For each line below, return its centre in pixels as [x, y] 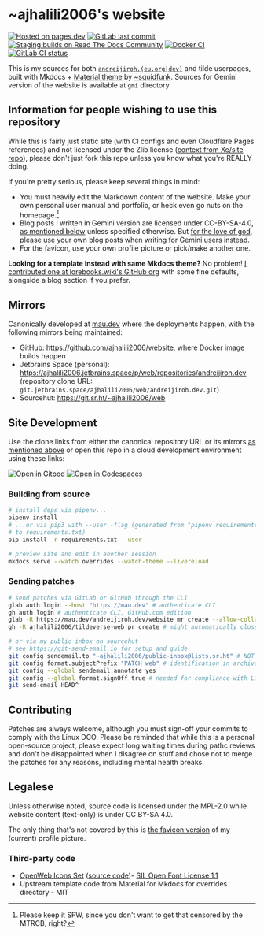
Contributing [40, 709]
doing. [18, 166]
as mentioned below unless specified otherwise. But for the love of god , [136, 232]
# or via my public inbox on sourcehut [73, 641]
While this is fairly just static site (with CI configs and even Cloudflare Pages [131, 141]
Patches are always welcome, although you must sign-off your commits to [128, 729]
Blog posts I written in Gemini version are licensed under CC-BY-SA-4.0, [136, 223]
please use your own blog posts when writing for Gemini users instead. [134, 240]
